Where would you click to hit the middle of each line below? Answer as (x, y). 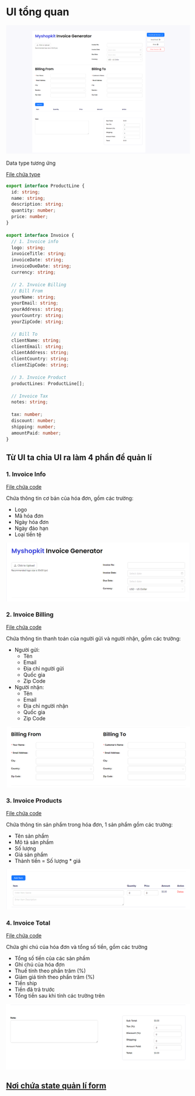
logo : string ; (28, 248)
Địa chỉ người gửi (43, 669)
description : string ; (38, 205)
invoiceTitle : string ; (39, 254)
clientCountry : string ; (40, 359)
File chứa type (23, 174)
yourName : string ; (34, 297)
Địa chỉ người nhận (46, 706)
